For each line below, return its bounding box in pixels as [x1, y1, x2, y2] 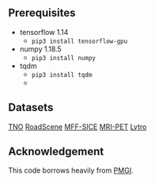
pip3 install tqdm [31, 71, 93, 78]
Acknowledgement [8, 145, 104, 158]
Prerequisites [8, 6, 76, 20]
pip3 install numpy [31, 54, 96, 62]
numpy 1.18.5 [19, 44, 62, 54]
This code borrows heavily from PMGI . [8, 166, 134, 175]
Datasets [8, 101, 54, 114]
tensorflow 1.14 [19, 27, 69, 36]
